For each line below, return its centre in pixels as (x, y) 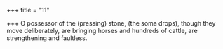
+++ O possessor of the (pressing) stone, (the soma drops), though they (111, 23)
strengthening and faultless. (47, 38)
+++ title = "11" (28, 10)
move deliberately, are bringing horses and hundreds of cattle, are (102, 31)
